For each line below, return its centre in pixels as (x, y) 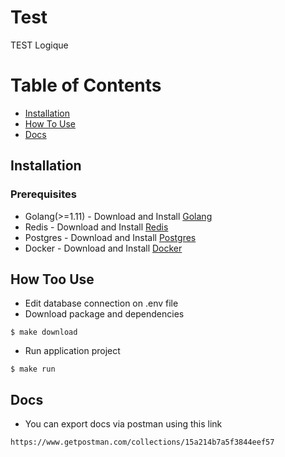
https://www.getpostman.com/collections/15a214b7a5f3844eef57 (142, 442)
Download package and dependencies (104, 314)
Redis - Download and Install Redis (96, 227)
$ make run (33, 369)
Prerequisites (43, 194)
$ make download (44, 332)
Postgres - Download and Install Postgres (110, 237)
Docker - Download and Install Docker (103, 248)
